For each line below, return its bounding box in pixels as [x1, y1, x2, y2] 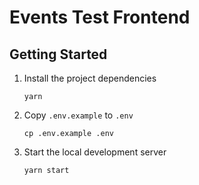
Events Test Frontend [9, 6, 191, 29]
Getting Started [9, 46, 108, 63]
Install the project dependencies [23, 72, 157, 84]
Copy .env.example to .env [23, 109, 134, 121]
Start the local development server [23, 146, 167, 158]
